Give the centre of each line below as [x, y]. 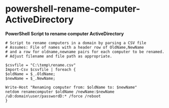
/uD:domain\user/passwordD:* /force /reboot [53, 96]
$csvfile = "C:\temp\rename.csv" [41, 65]
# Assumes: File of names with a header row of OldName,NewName [75, 47]
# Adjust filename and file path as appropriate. [59, 56]
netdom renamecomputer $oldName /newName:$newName [60, 92]
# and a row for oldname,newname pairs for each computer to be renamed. [85, 52]
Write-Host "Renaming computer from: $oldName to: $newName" [71, 87]
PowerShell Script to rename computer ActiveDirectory [65, 33]
